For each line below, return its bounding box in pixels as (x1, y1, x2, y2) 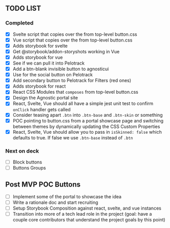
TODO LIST (5, 4, 41, 13)
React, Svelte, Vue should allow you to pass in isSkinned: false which (12, 129, 162, 135)
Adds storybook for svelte (12, 43, 68, 49)
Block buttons (12, 159, 42, 165)
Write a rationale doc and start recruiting (12, 199, 98, 205)
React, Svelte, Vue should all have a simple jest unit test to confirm (12, 100, 154, 107)
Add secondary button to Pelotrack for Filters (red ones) (12, 77, 132, 84)
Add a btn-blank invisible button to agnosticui (12, 66, 109, 72)
